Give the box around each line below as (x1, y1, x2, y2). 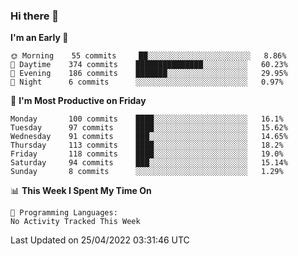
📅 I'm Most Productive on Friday (10, 95, 147, 107)
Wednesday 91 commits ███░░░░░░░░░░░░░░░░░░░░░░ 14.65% (10, 132, 288, 142)
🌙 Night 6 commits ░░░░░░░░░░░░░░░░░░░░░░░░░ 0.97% (10, 77, 284, 88)
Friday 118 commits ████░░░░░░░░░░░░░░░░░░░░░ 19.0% (10, 149, 284, 159)
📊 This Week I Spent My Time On (10, 185, 152, 197)
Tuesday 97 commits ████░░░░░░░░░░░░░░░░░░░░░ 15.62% (10, 123, 288, 133)
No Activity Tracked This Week (10, 217, 141, 227)
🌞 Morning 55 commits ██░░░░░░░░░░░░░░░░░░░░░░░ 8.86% (10, 51, 287, 61)
